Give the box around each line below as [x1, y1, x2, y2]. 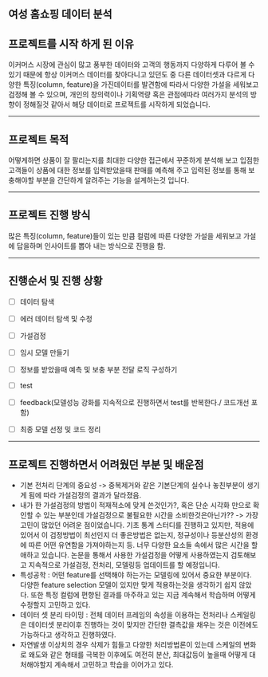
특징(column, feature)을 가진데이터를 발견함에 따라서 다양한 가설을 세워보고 [22, 80, 259, 89]
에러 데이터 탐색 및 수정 [19, 313, 93, 323]
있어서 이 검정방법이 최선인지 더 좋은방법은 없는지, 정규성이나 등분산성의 [19, 529, 244, 540]
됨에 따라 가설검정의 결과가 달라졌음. [28, 490, 142, 500]
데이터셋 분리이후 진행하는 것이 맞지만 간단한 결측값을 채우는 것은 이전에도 [28, 620, 259, 629]
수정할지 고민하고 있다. [19, 600, 91, 609]
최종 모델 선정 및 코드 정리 [19, 425, 101, 435]
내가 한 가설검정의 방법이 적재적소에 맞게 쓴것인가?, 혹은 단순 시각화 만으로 [19, 500, 251, 510]
